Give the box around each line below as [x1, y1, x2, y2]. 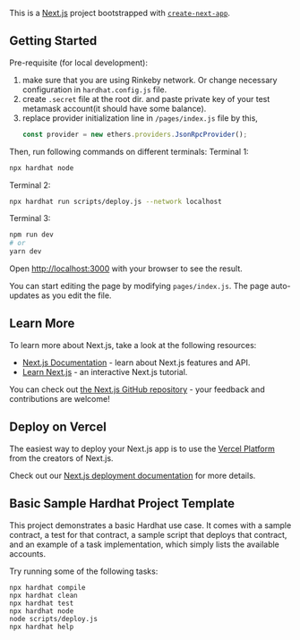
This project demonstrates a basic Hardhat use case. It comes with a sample [9, 519, 292, 531]
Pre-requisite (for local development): [9, 57, 148, 68]
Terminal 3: [9, 213, 51, 224]
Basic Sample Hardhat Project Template [9, 496, 236, 511]
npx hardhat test [9, 599, 74, 608]
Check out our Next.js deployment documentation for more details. [9, 470, 256, 481]
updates [9, 290, 40, 301]
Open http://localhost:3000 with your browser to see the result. [9, 263, 244, 274]
